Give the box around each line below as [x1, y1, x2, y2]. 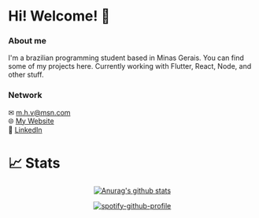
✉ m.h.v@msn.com [8, 107, 71, 117]
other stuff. [8, 70, 44, 80]
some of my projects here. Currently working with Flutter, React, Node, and [8, 62, 252, 71]
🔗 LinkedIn [8, 125, 43, 134]
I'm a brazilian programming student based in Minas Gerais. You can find [8, 53, 244, 62]
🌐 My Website [8, 116, 54, 126]
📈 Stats [8, 154, 61, 172]
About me [8, 36, 47, 47]
